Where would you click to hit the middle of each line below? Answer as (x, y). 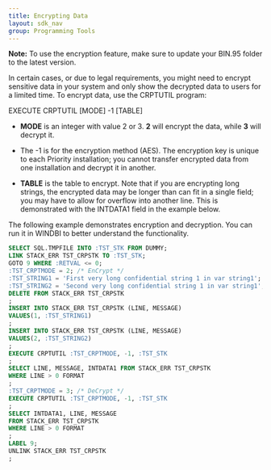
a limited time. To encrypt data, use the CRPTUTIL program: (108, 95)
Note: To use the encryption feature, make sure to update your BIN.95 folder (135, 54)
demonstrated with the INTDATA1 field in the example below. (120, 209)
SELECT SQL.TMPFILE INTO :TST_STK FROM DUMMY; (88, 248)
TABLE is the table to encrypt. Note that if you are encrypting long (130, 183)
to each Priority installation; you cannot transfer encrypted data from (134, 159)
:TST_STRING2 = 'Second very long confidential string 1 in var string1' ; (137, 286)
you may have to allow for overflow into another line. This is (119, 201)
